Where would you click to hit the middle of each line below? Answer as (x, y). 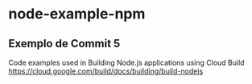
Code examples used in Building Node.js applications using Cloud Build (126, 62)
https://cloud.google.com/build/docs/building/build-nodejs (106, 71)
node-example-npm (77, 14)
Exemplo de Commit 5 (64, 44)
